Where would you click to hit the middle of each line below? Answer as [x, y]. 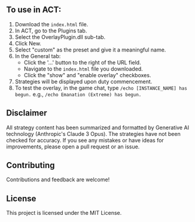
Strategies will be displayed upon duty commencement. [83, 81]
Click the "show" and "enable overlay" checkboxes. [87, 75]
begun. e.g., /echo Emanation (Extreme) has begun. [78, 94]
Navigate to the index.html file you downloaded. [83, 69]
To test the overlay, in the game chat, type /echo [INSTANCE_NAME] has [101, 88]
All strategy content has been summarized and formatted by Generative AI [98, 127]
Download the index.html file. [51, 24]
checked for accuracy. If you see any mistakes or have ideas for [85, 140]
